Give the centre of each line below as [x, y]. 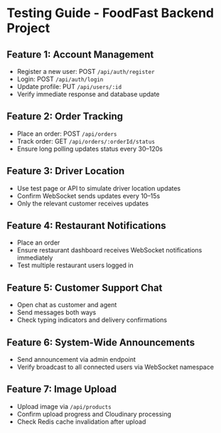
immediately [35, 258]
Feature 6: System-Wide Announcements [101, 342]
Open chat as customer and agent [67, 305]
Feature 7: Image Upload [62, 389]
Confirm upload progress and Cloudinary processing [94, 414]
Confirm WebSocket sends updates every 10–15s [88, 196]
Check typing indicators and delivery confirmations [92, 320]
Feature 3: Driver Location [66, 171]
